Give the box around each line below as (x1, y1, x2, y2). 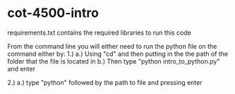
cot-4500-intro (7, 5, 99, 21)
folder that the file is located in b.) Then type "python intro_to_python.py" (7, 57, 220, 65)
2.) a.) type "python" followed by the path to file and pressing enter (7, 78, 203, 86)
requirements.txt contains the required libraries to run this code (7, 28, 192, 37)
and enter (7, 64, 35, 73)
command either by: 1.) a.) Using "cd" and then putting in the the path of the (7, 49, 229, 58)
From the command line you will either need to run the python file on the (7, 42, 217, 50)
